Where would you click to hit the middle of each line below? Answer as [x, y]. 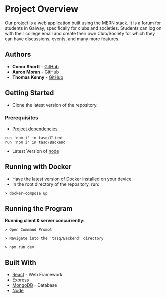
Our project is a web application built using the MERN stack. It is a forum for [83, 23]
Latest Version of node [36, 151]
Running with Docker [38, 167]
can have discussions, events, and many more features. [62, 39]
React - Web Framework [37, 275]
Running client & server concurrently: [45, 221]
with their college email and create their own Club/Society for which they [80, 33]
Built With [21, 262]
